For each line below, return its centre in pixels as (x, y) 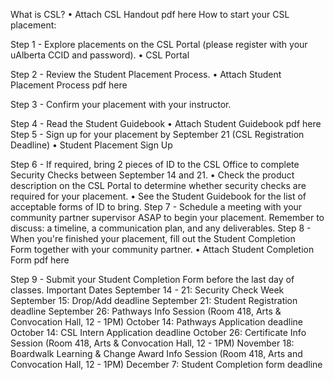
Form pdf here (40, 260)
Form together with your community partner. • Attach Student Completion (162, 249)
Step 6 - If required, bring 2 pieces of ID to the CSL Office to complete (155, 164)
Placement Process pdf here (69, 85)
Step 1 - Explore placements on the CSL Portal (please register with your (159, 44)
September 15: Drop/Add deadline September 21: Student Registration (154, 300)
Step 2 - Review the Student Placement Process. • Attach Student (146, 74)
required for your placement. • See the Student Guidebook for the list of (158, 196)
